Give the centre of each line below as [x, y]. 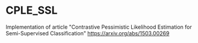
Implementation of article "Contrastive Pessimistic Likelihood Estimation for [99, 27]
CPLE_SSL [32, 10]
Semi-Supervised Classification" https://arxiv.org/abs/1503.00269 [88, 33]
